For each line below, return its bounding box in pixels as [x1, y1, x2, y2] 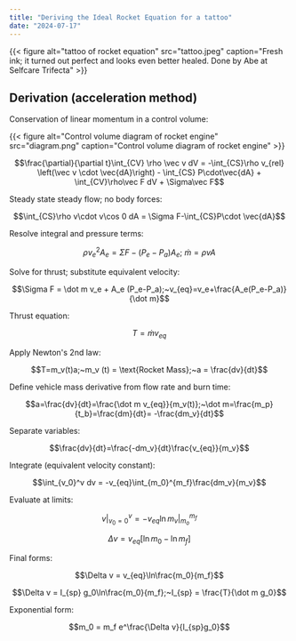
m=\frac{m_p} [221, 398, 274, 409]
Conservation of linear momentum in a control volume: [9, 114, 209, 124]
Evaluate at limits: [9, 494, 74, 505]
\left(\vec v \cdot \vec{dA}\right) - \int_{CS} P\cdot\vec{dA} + [36, 167, 262, 178]
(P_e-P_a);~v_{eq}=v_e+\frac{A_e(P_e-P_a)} [126, 284, 287, 294]
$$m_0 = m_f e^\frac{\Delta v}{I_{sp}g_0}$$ [68, 621, 230, 632]
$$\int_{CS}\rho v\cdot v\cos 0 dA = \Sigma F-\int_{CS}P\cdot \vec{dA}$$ [12, 211, 286, 222]
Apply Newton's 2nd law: [9, 347, 101, 357]
